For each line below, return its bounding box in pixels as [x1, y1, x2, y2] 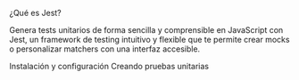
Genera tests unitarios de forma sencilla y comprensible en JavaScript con [9, 25, 284, 35]
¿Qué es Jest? [9, 8, 62, 18]
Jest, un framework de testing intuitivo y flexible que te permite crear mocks [9, 35, 290, 44]
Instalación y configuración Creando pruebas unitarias [9, 61, 210, 71]
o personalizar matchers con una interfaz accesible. [9, 44, 201, 54]
